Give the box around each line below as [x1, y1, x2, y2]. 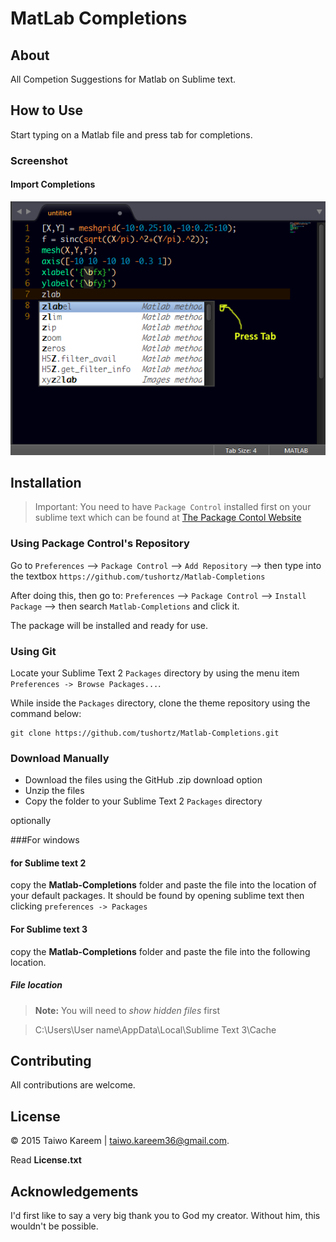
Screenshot [10, 153, 68, 167]
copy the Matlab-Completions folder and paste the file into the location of [10, 879, 317, 891]
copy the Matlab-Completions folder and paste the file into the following [10, 945, 311, 957]
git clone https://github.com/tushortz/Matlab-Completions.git [10, 728, 280, 738]
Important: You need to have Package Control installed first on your [34, 501, 312, 513]
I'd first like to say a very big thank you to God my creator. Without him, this [10, 1210, 321, 1222]
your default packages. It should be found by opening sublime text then [10, 890, 305, 902]
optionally [10, 815, 52, 827]
